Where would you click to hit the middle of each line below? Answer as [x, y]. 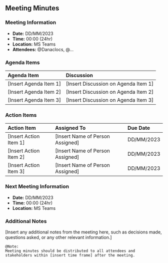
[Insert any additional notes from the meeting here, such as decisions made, [83, 232]
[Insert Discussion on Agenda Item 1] [110, 84]
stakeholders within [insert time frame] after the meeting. [70, 255]
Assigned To [70, 128]
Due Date [138, 128]
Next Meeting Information [37, 186]
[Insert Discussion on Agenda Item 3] [110, 100]
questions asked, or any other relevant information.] [58, 237]
